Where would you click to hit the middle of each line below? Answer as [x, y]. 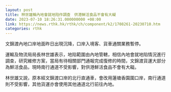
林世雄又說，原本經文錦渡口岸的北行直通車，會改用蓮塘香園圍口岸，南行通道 [85, 78]
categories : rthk [24, 29]
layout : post [19, 10]
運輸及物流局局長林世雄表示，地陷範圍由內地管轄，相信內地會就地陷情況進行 [85, 55]
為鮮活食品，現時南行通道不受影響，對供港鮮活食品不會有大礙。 [72, 67]
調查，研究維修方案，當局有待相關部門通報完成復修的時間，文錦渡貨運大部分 [85, 61]
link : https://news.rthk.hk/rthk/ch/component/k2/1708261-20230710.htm [83, 24]
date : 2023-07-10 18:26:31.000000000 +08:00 [53, 19]
